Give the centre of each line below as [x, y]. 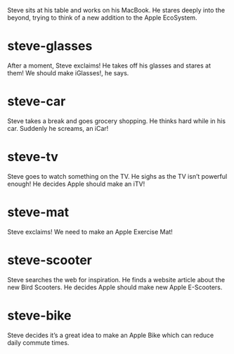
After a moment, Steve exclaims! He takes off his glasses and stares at [109, 65]
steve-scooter [50, 260]
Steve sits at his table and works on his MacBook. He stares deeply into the [116, 10]
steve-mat [38, 212]
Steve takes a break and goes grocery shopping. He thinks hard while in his [117, 121]
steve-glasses [50, 46]
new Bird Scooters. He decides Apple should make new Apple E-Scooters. [115, 287]
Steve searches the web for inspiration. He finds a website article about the [116, 279]
